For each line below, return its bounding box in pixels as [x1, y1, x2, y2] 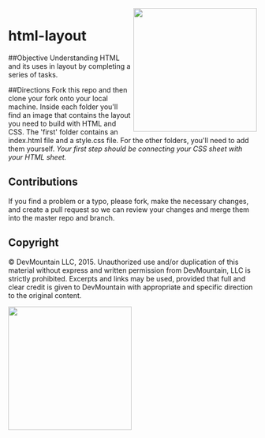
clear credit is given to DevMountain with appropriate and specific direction [8, 282, 253, 292]
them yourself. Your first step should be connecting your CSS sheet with [8, 144, 243, 153]
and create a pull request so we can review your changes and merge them [8, 205, 250, 214]
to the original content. [8, 290, 82, 300]
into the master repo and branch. [8, 213, 115, 222]
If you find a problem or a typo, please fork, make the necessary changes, [8, 196, 249, 206]
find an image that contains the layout [8, 110, 131, 119]
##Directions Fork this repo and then [8, 85, 128, 94]
